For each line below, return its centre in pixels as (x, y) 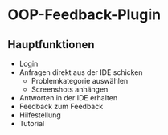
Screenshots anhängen (70, 89)
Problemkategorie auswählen (80, 81)
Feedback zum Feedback (61, 106)
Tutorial (32, 123)
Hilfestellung (40, 115)
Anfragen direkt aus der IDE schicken (81, 72)
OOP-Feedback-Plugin (84, 15)
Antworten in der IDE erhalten (68, 98)
